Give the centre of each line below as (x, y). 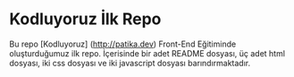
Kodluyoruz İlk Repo (85, 19)
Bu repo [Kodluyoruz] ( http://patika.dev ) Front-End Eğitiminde (123, 44)
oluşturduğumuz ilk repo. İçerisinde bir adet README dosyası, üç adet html (147, 53)
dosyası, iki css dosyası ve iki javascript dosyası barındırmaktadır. (130, 63)
